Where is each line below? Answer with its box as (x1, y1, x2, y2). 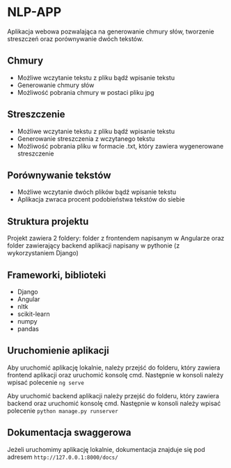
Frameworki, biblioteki (7, 269, 106, 281)
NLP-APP (7, 4, 62, 20)
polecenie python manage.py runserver (7, 406, 118, 415)
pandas (17, 325, 40, 333)
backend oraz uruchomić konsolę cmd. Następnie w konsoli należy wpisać (7, 399, 221, 407)
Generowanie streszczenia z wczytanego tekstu (17, 134, 155, 143)
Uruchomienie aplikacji (7, 345, 109, 356)
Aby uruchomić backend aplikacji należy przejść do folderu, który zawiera (7, 391, 219, 400)
